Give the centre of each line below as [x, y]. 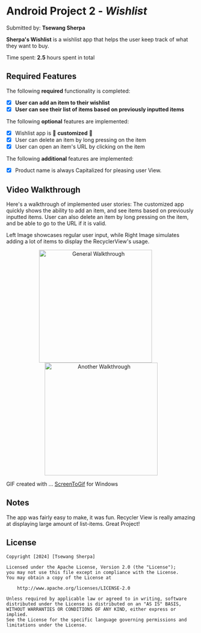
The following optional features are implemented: [68, 121]
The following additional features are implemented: [70, 159]
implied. [17, 614]
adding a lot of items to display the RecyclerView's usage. [78, 241]
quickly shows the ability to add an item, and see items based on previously [100, 210]
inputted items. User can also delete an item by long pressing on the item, [97, 217]
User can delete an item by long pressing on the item [80, 140]
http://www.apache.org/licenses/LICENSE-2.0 [74, 588]
